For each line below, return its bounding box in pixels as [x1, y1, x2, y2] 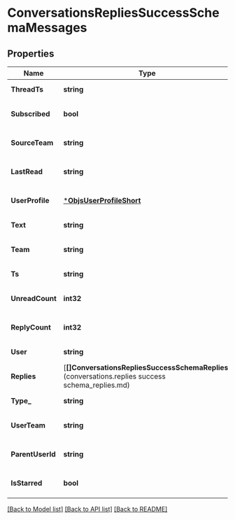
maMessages [7, 20, 87, 36]
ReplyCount [10, 323, 51, 332]
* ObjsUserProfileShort [63, 196, 141, 205]
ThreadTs [10, 85, 44, 94]
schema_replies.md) [63, 380, 131, 390]
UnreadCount [10, 294, 57, 303]
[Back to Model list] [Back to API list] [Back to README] [7, 505, 168, 513]
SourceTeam [10, 138, 54, 148]
